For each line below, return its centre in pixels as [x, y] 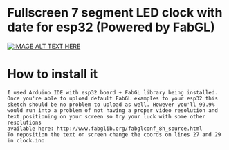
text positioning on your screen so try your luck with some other [107, 116]
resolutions [24, 122]
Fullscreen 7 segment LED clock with [115, 13]
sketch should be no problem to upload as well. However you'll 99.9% [111, 105]
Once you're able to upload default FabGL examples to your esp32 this [112, 98]
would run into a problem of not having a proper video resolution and [112, 110]
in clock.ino [26, 140]
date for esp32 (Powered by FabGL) [111, 27]
